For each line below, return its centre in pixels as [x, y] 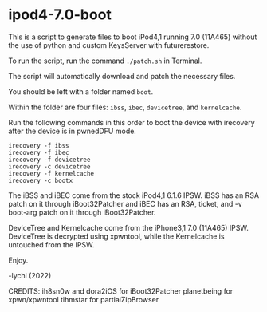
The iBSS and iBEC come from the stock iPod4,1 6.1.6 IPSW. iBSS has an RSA [134, 195]
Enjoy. [18, 260]
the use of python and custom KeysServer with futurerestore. [109, 45]
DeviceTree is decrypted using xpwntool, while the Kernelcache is [116, 236]
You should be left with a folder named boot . [81, 91]
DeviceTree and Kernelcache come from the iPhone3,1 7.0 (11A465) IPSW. [128, 227]
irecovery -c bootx [41, 180]
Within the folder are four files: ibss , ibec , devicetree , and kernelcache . [125, 107]
